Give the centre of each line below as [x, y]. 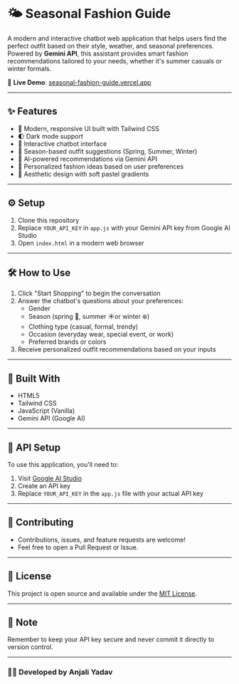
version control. [30, 647]
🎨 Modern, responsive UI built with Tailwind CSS [89, 128]
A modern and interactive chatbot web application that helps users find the [117, 38]
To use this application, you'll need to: [63, 464]
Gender [39, 309]
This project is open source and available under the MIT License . [102, 593]
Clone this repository [48, 220]
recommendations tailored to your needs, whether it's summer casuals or [115, 60]
